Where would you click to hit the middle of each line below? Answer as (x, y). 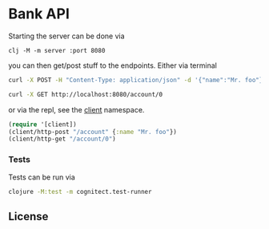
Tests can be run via (42, 177)
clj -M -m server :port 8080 (57, 50)
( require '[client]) (43, 124)
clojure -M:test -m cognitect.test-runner (80, 191)
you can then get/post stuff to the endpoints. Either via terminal (113, 65)
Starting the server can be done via (67, 36)
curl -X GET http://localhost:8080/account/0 (85, 94)
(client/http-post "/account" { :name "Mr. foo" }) (93, 132)
